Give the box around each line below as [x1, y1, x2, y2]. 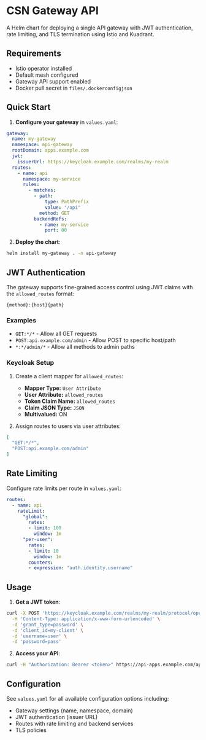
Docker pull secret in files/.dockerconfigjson [15, 84, 133, 92]
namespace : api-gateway [12, 142, 72, 148]
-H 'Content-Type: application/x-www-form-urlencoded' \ [12, 615, 161, 622]
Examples [6, 316, 37, 324]
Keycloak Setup [6, 359, 55, 367]
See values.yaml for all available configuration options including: [6, 695, 169, 703]
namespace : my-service [22, 176, 81, 182]
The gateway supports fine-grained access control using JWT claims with [6, 284, 193, 290]
